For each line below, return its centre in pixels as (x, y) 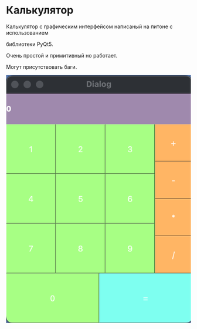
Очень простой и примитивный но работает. (62, 55)
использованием (27, 32)
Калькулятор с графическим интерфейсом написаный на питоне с (89, 26)
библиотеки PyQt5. (30, 44)
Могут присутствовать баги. (42, 67)
